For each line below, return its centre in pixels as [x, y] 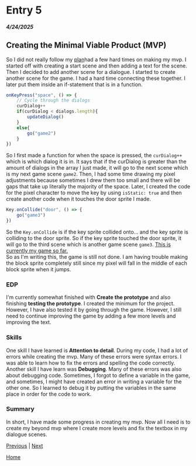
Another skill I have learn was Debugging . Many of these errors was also [94, 369]
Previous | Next [25, 445]
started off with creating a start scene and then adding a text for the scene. [97, 66]
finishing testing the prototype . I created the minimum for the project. [90, 303]
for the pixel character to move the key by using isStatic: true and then [94, 193]
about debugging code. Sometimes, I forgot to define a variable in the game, [98, 375]
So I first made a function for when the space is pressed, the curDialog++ [94, 156]
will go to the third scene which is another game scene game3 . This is [89, 244]
